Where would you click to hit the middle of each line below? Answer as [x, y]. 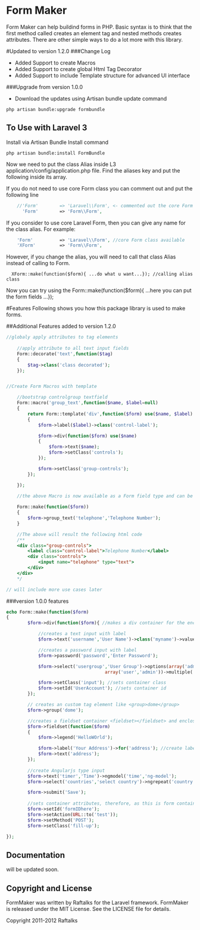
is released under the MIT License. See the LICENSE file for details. [88, 909]
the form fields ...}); [30, 297]
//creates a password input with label [87, 650]
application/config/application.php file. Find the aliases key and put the [93, 170]
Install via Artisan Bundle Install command [57, 142]
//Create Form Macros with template [51, 387]
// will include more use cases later [54, 589]
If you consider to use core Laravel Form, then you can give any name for [96, 223]
